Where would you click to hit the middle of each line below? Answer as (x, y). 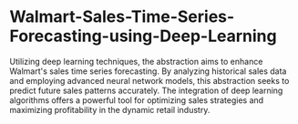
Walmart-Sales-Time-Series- (122, 17)
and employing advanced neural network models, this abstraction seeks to (149, 80)
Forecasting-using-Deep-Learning (143, 36)
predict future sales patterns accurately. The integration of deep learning (146, 90)
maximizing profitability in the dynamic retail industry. (110, 109)
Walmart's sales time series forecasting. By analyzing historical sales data (148, 71)
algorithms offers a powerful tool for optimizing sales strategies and (137, 100)
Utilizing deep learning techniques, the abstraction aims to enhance (136, 61)
